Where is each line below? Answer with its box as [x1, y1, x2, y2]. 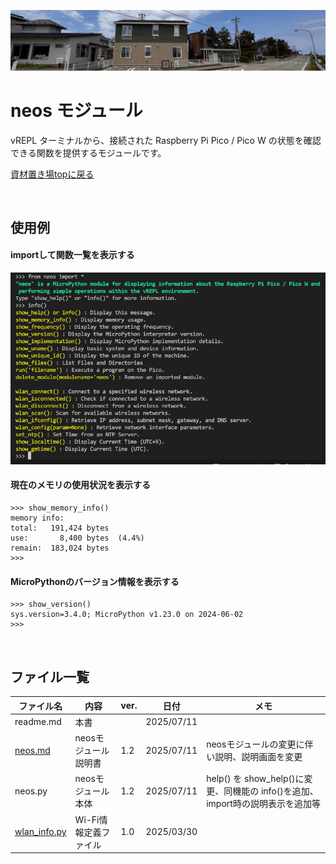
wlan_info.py [14, 826, 67, 838]
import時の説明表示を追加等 [206, 798, 321, 810]
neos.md [14, 744, 51, 756]
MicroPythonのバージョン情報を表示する [10, 575, 180, 587]
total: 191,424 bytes [10, 523, 110, 534]
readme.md [14, 716, 62, 728]
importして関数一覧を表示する [10, 249, 135, 261]
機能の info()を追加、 [232, 785, 319, 797]
